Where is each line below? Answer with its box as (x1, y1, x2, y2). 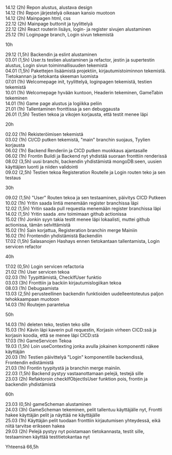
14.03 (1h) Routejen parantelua (5, 302, 70, 307)
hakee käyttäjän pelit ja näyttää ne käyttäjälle (5, 412, 100, 418)
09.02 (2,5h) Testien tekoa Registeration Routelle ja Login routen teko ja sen (5, 169, 166, 175)
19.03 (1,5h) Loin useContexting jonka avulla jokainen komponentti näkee (5, 343, 159, 349)
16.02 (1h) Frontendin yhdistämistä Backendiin (5, 233, 103, 239)
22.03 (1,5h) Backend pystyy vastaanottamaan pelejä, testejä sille (5, 370, 144, 376)
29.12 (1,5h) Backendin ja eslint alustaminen (5, 51, 98, 57)
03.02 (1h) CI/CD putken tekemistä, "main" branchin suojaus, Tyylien (5, 137, 150, 142)
